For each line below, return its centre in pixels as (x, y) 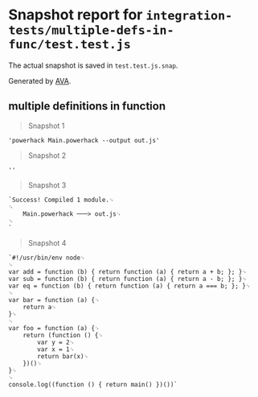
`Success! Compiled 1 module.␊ (61, 200)
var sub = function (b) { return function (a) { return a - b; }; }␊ (128, 279)
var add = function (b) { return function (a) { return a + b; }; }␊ (128, 271)
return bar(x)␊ (63, 356)
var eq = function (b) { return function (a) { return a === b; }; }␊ (129, 286)
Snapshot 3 (47, 185)
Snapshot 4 (47, 242)
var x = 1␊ (56, 349)
